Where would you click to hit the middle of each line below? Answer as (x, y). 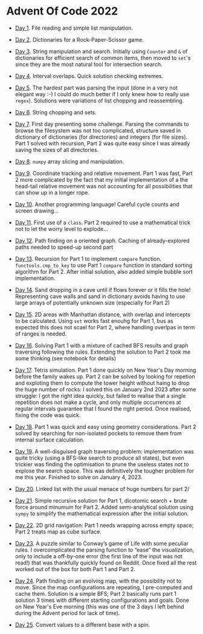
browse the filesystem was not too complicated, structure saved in (98, 130)
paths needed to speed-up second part (64, 247)
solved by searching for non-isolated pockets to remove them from (98, 433)
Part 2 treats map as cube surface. (58, 532)
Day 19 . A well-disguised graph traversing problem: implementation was (105, 451)
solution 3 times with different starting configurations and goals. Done (102, 600)
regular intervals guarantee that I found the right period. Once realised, (103, 408)
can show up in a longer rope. (52, 193)
